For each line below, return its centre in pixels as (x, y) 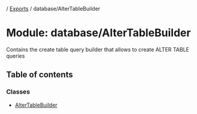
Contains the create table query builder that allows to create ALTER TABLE (98, 49)
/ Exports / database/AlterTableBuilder (53, 9)
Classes (18, 92)
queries (16, 56)
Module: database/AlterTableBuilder (99, 33)
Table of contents (40, 75)
